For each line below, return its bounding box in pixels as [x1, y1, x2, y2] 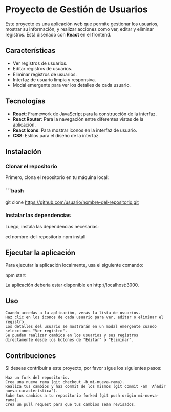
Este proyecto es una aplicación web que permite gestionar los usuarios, [5, 21, 159, 27]
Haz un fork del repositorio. [5, 375, 70, 380]
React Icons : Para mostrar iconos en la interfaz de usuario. [12, 127, 137, 133]
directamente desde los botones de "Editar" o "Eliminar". [5, 337, 134, 343]
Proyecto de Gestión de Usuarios [5, 4, 148, 15]
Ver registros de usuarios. [12, 60, 68, 66]
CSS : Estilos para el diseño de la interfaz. [12, 132, 100, 138]
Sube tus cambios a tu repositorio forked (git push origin [5, 393, 137, 398]
